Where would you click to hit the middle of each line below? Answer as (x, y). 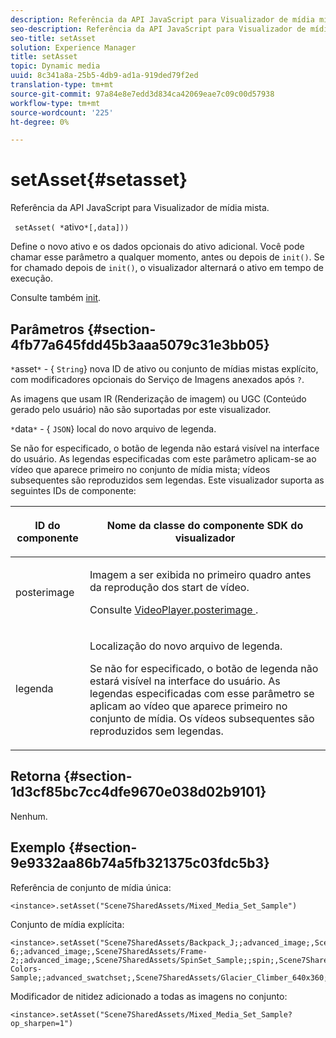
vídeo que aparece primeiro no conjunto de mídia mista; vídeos (140, 469)
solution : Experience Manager (73, 47)
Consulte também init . (56, 298)
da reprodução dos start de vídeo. (169, 587)
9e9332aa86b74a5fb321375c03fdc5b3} (140, 863)
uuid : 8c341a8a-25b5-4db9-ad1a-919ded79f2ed (104, 76)
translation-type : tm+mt (62, 85)
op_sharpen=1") (42, 1023)
